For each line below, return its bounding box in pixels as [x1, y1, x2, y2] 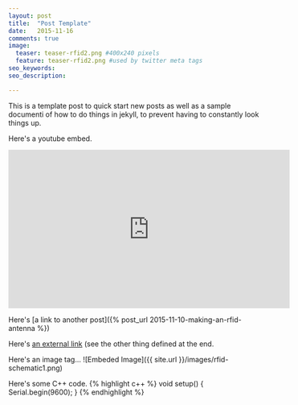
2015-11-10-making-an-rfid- [149, 315, 243, 324]
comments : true [8, 34, 59, 43]
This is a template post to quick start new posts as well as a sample [8, 101, 231, 110]
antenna [8, 323, 36, 333]
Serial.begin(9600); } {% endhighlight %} [8, 387, 145, 397]
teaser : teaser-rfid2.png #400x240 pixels [15, 49, 160, 57]
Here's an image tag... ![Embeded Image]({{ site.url [8, 354, 178, 364]
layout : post [8, 11, 52, 20]
